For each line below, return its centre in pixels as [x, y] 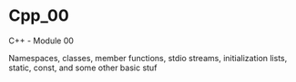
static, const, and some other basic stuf [83, 68]
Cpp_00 [39, 16]
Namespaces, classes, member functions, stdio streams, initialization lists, [148, 58]
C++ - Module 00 [41, 41]
